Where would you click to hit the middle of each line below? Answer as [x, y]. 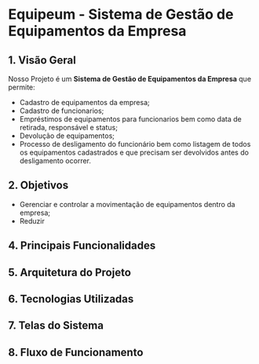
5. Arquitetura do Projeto [70, 272]
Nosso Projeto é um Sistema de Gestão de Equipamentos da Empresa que [130, 79]
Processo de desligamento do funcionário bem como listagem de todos [135, 144]
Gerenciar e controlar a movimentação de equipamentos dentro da [127, 204]
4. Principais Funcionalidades [82, 246]
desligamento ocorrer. [55, 161]
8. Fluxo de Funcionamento [76, 352]
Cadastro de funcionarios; [62, 111]
